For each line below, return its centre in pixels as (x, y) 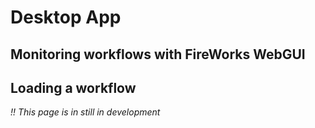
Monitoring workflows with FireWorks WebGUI (158, 54)
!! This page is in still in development (85, 112)
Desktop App (66, 17)
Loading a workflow (73, 87)
